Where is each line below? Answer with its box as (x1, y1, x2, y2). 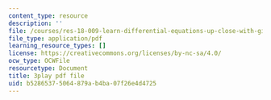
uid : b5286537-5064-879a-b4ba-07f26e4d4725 (8, 79, 157, 87)
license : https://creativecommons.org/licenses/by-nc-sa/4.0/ (8, 49, 222, 57)
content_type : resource (8, 11, 89, 20)
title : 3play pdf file (8, 72, 85, 80)
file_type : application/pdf (8, 34, 103, 43)
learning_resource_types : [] (8, 42, 106, 50)
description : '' (8, 19, 63, 27)
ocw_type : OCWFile (8, 57, 70, 65)
